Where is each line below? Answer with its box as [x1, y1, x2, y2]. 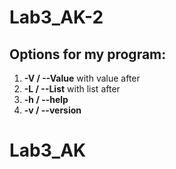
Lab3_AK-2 [9, 6, 104, 29]
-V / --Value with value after [23, 72, 141, 84]
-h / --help [23, 94, 69, 105]
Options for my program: [9, 46, 167, 63]
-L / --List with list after [23, 83, 121, 95]
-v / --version [23, 104, 82, 116]
